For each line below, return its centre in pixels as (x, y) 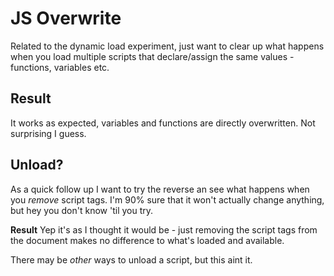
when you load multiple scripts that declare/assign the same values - (152, 56)
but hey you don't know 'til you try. (82, 210)
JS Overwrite (66, 18)
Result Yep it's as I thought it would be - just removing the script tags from (164, 229)
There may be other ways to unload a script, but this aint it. (131, 259)
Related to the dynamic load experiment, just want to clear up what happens (167, 46)
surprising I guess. (48, 133)
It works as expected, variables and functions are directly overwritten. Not (163, 123)
